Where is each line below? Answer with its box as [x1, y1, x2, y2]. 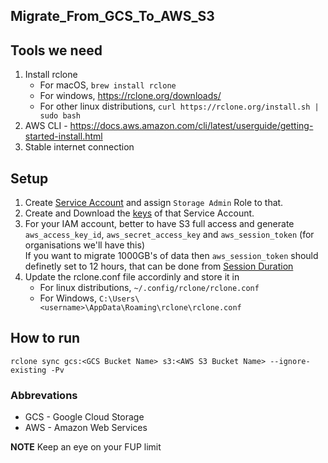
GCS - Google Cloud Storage [24, 411, 145, 423]
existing [10, 365, 47, 375]
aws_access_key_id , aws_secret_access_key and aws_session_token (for [24, 229, 315, 241]
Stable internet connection [24, 141, 135, 153]
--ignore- [269, 356, 311, 366]
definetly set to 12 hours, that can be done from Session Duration [24, 260, 294, 273]
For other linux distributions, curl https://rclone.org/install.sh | [39, 100, 320, 113]
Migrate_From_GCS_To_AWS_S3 [10, 8, 215, 25]
